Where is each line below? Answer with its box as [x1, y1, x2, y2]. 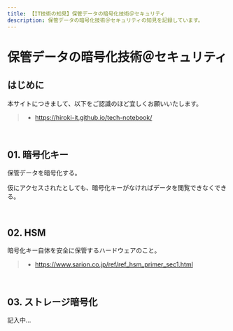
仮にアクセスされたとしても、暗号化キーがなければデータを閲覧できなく [7, 184, 215, 192]
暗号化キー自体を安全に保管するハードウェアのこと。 [7, 246, 161, 255]
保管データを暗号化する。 [7, 169, 81, 177]
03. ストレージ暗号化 [7, 296, 98, 308]
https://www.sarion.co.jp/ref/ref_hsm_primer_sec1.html [34, 260, 194, 269]
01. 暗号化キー [7, 149, 69, 161]
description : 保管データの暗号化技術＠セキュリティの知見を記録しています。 [7, 17, 204, 24]
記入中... [7, 316, 31, 324]
